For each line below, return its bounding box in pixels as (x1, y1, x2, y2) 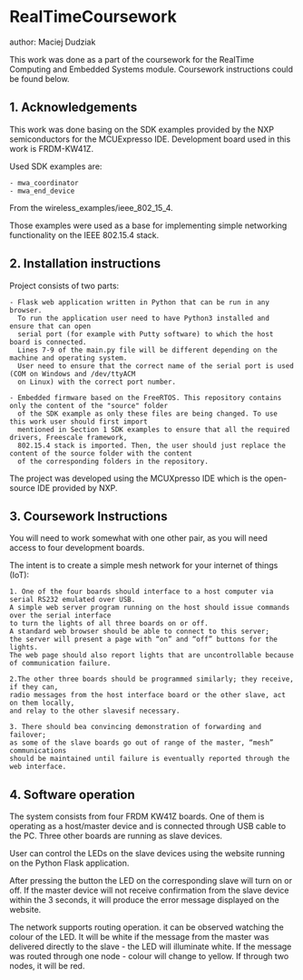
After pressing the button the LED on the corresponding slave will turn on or (9, 875, 293, 886)
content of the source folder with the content (9, 448, 193, 458)
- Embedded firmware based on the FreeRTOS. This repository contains (9, 393, 282, 402)
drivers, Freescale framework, (9, 433, 128, 442)
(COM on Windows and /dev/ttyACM (9, 369, 136, 378)
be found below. (9, 73, 70, 84)
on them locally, (9, 698, 75, 708)
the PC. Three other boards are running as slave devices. (9, 830, 223, 842)
